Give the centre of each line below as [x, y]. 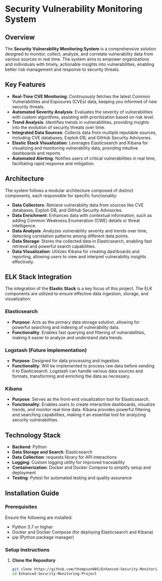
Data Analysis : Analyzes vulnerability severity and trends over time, [80, 231]
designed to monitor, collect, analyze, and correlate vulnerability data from [79, 54]
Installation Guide [32, 493]
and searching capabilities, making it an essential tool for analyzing [79, 415]
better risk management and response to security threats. [62, 69]
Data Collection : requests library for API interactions [64, 457]
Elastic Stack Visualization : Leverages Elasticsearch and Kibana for [80, 143]
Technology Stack [33, 435]
